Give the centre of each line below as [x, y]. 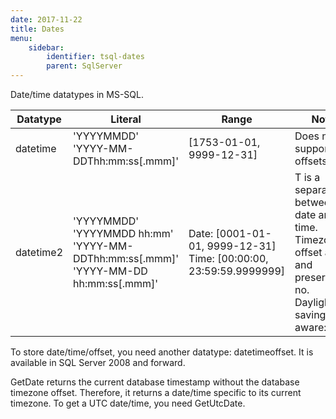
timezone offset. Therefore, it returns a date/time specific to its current [156, 392]
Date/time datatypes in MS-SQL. [77, 94]
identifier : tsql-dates [95, 57]
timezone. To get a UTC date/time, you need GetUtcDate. [128, 403]
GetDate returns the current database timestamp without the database [155, 382]
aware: [310, 327]
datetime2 [39, 252]
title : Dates [37, 29]
